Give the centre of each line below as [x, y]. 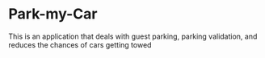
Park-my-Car [53, 14]
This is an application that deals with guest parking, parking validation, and [133, 36]
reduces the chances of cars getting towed [80, 44]
